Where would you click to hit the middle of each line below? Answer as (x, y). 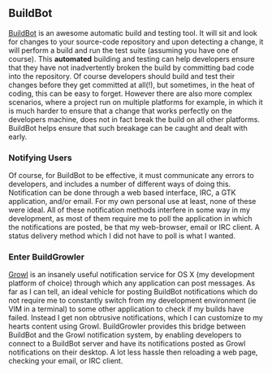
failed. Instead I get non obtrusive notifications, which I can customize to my (136, 318)
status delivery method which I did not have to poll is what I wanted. (122, 236)
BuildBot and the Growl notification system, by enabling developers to (125, 335)
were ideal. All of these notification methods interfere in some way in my (129, 210)
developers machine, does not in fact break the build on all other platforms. (134, 119)
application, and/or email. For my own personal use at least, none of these (132, 202)
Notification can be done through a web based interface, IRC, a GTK (122, 193)
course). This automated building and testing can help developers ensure (132, 59)
